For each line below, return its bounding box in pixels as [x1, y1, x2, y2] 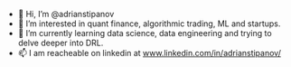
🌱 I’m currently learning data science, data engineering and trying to [17, 28, 273, 38]
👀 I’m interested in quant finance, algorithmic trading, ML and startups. [17, 18, 281, 29]
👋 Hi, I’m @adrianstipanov [17, 9, 115, 19]
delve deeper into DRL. [17, 37, 104, 48]
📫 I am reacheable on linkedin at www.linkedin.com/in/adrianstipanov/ [17, 48, 282, 58]
